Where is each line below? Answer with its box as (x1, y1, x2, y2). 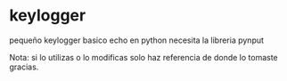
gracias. (9, 61, 39, 72)
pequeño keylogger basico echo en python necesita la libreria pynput (9, 35, 265, 45)
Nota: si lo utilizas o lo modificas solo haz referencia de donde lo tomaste (9, 52, 278, 62)
